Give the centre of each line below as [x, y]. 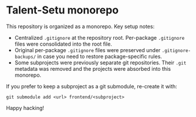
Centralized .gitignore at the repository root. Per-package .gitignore [99, 37]
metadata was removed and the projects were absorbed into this [93, 68]
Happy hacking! [25, 108]
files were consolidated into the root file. [63, 44]
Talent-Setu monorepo [62, 10]
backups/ [25, 57]
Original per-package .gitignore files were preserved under [87, 50]
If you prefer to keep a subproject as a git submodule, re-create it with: [92, 86]
